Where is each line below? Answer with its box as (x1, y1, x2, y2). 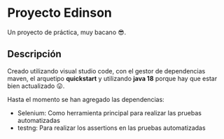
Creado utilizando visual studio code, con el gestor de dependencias (7, 66, 206, 75)
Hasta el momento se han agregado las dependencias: (7, 95, 164, 103)
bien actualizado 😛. (7, 82, 65, 90)
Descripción (7, 48, 62, 60)
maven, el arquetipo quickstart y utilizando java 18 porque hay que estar (7, 74, 218, 82)
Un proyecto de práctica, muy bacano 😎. (7, 28, 127, 36)
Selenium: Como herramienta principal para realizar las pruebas (17, 108, 202, 117)
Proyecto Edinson (7, 5, 112, 21)
